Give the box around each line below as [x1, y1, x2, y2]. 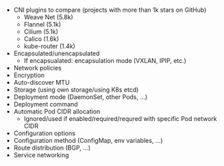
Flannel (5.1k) [23, 20, 62, 28]
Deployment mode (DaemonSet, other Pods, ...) [13, 93, 148, 101]
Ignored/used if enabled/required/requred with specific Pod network [23, 115, 217, 122]
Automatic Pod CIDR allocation [13, 107, 101, 115]
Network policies [13, 64, 62, 72]
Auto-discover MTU [13, 79, 70, 86]
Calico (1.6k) [23, 35, 60, 43]
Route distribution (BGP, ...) [13, 143, 91, 152]
